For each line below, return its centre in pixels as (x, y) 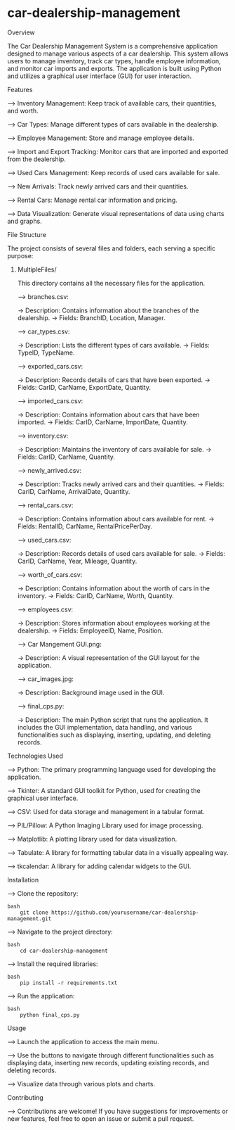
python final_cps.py (50, 1015)
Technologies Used (35, 756)
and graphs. (25, 221)
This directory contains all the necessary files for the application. (111, 283)
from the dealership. (36, 159)
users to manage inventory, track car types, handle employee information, (114, 61)
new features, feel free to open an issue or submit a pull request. (101, 1118)
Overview (21, 32)
